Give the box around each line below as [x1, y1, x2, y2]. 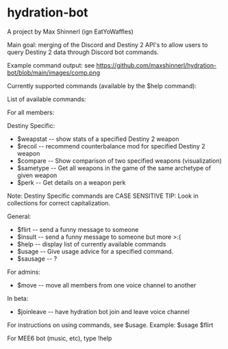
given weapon [16, 171, 58, 179]
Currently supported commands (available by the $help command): [7, 81, 197, 90]
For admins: [7, 268, 41, 276]
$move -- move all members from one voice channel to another [16, 281, 197, 289]
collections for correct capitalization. [7, 198, 111, 207]
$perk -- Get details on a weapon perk [16, 178, 126, 186]
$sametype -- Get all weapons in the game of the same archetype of [16, 164, 212, 172]
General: [7, 212, 31, 220]
